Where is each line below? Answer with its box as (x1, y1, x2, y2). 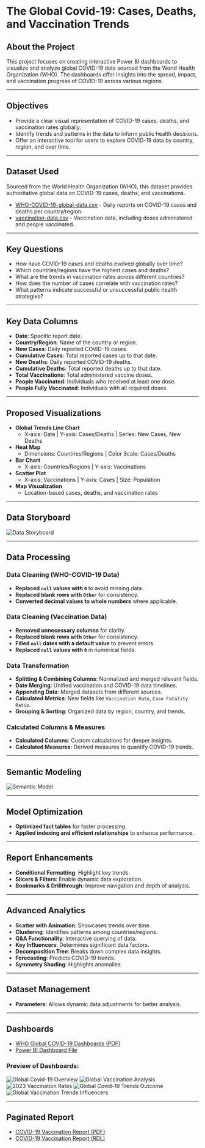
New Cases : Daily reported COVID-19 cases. (15, 346, 128, 353)
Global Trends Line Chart (15, 424, 81, 432)
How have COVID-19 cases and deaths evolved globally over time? (15, 260, 183, 267)
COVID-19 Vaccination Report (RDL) (15, 1135, 106, 1142)
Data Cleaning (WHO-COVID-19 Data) (6, 571, 120, 579)
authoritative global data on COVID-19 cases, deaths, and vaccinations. (6, 189, 185, 196)
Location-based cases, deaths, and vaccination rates (24, 489, 158, 497)
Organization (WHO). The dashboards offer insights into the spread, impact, (6, 71, 197, 78)
